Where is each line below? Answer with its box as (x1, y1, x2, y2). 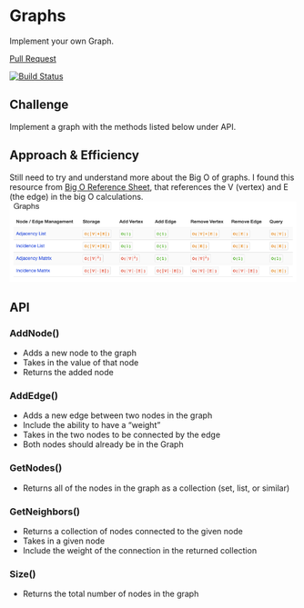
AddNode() (9, 326, 60, 339)
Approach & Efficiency (9, 147, 139, 164)
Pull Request (9, 53, 56, 64)
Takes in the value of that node (22, 357, 139, 368)
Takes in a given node (22, 535, 106, 546)
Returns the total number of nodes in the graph (22, 588, 199, 600)
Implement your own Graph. (9, 35, 115, 46)
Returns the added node (22, 367, 114, 378)
